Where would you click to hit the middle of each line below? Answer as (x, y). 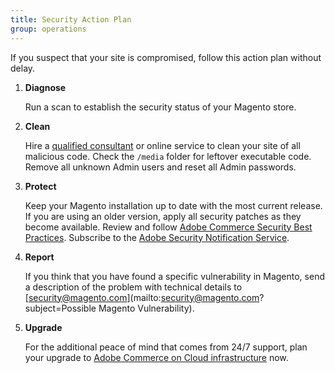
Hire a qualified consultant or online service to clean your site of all (162, 145)
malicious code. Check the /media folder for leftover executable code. (168, 156)
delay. (23, 68)
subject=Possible (60, 308)
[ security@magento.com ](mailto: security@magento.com (142, 297)
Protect (40, 186)
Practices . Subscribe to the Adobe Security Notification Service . (157, 237)
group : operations (48, 29)
